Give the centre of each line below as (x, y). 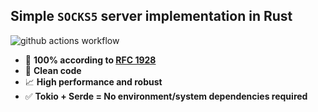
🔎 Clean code (53, 70)
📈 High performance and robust (93, 81)
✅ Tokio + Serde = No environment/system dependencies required (166, 96)
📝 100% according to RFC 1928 (90, 60)
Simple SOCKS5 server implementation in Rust (151, 16)
